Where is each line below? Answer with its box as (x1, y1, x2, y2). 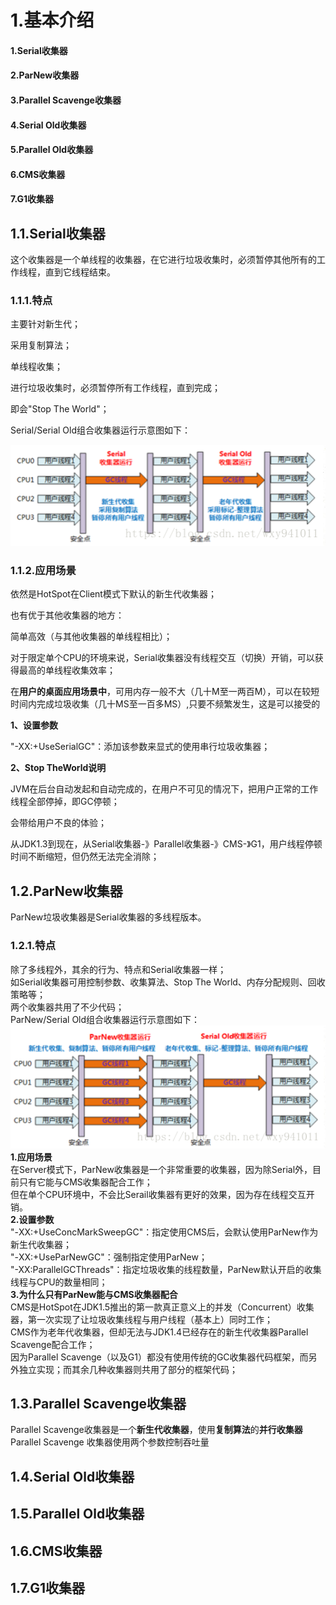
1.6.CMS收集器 (10, 1542, 103, 1560)
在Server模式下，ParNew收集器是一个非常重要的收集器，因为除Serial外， (10, 1163, 313, 1175)
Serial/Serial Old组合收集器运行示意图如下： (10, 424, 192, 436)
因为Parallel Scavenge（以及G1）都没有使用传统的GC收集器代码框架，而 (10, 1351, 309, 1363)
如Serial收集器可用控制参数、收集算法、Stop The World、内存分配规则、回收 (10, 976, 326, 988)
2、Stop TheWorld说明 (10, 762, 107, 774)
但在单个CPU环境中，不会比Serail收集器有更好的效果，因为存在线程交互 (10, 1188, 307, 1200)
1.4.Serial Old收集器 (10, 1468, 135, 1485)
